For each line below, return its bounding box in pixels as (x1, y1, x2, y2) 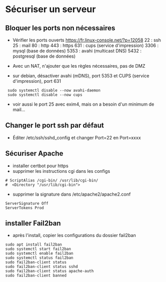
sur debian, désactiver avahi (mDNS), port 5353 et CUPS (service (12, 73, 149, 79)
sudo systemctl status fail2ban (5, 255, 73, 261)
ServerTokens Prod (5, 205, 44, 210)
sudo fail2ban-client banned (5, 273, 67, 278)
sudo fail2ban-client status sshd (5, 264, 78, 269)
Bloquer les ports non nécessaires (5, 24, 115, 32)
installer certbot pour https (12, 163, 69, 169)
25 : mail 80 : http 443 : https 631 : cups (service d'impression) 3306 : (12, 42, 159, 49)
